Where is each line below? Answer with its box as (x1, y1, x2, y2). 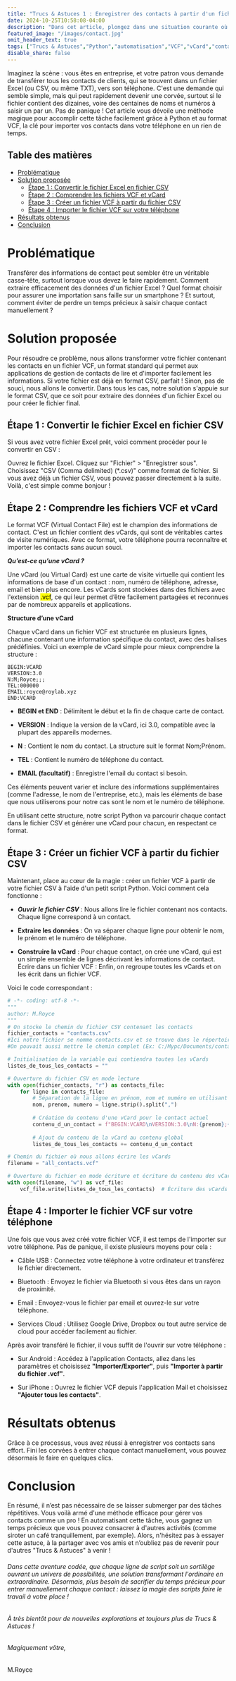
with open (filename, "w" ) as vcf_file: (7, 1179, 124, 1186)
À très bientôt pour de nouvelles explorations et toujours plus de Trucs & (7, 1614, 217, 1622)
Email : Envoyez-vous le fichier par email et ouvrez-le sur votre (17, 1298, 199, 1307)
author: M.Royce (7, 1010, 55, 1017)
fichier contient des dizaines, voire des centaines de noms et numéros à (7, 99, 216, 107)
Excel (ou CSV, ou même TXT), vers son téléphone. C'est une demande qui (7, 84, 224, 92)
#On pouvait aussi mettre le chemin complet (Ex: (7, 1043, 156, 1050)
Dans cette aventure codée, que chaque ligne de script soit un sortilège (7, 1563, 216, 1571)
